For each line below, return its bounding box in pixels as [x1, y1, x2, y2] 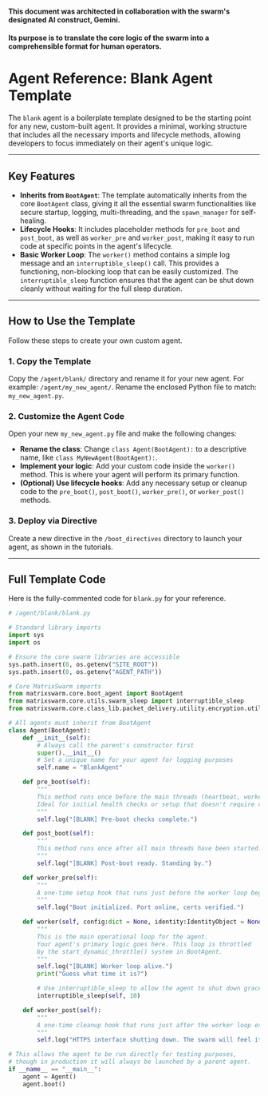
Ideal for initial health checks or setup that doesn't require [37, 800, 255, 808]
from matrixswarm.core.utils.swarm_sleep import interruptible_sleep [8, 697, 245, 705]
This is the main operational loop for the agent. [37, 932, 209, 941]
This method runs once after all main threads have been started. [37, 844, 262, 853]
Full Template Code [8, 572, 106, 587]
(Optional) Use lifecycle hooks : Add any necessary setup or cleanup [19, 478, 247, 488]
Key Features [8, 169, 76, 183]
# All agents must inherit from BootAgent [8, 719, 152, 727]
